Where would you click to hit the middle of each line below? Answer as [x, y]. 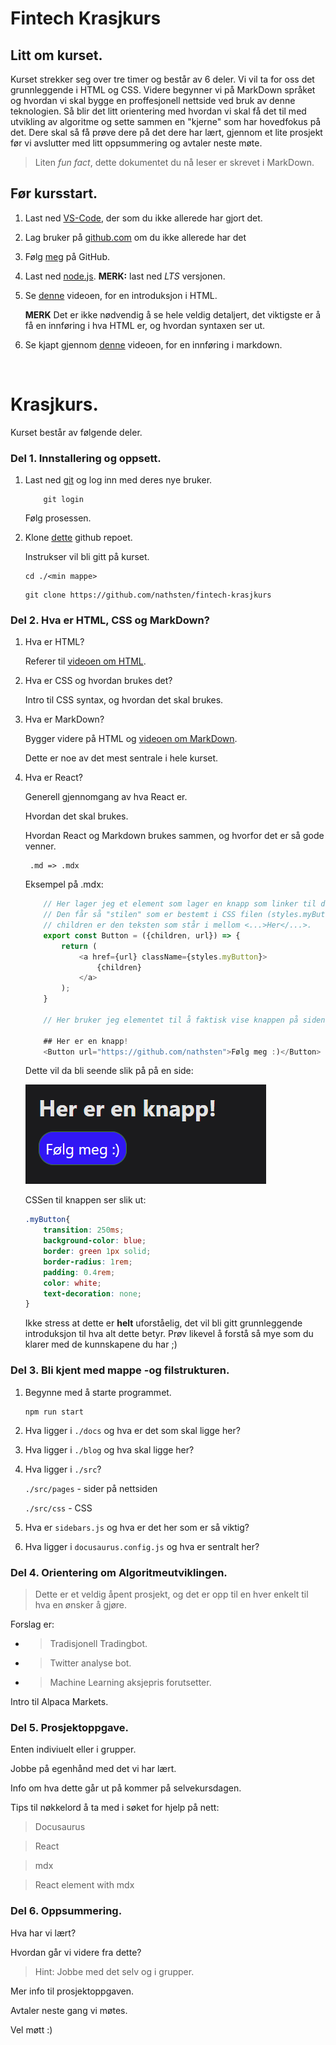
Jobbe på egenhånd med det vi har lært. [93, 1769]
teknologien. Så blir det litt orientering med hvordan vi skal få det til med [158, 111]
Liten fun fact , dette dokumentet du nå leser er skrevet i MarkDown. [174, 162]
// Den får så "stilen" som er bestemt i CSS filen [153, 915]
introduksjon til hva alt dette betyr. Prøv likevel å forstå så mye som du [169, 1334]
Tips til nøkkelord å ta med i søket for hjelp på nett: [115, 1808]
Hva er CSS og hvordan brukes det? [98, 681]
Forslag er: [32, 1624]
